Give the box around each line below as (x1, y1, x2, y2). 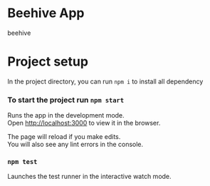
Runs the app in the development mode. (7, 111, 125, 120)
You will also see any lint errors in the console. (7, 140, 144, 149)
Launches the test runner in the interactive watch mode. (7, 172, 172, 181)
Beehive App (7, 5, 85, 21)
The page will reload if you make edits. (7, 133, 121, 141)
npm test (7, 158, 38, 166)
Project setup (7, 53, 89, 70)
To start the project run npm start (7, 95, 125, 105)
